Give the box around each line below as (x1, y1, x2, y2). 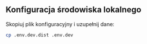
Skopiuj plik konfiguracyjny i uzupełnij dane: (5, 20, 115, 27)
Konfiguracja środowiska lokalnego (5, 5, 142, 15)
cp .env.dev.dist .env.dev (5, 32, 73, 38)
